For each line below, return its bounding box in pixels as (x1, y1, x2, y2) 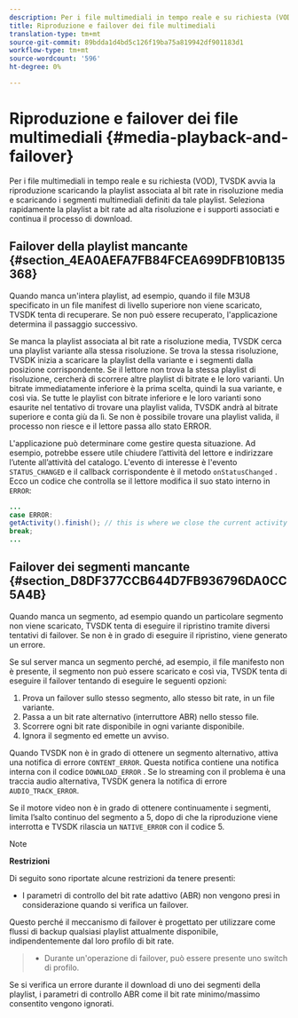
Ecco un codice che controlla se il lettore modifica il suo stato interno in (9, 476, 271, 486)
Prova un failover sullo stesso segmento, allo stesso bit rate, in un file (21, 692, 275, 703)
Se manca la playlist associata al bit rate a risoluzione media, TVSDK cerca (9, 335, 282, 346)
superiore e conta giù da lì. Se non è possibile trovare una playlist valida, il (9, 411, 279, 422)
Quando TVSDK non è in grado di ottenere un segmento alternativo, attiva (9, 747, 279, 758)
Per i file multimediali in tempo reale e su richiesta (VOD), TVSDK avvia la (9, 175, 277, 186)
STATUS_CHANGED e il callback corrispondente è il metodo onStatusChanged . (9, 466, 278, 477)
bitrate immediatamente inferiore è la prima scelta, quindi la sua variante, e (9, 383, 282, 393)
